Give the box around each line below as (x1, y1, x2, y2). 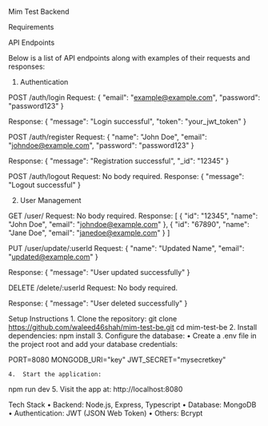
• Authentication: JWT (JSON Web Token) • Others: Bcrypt (8, 408, 203, 418)
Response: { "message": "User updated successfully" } (8, 268, 190, 277)
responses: (8, 62, 46, 71)
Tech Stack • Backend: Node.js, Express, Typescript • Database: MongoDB (8, 400, 257, 409)
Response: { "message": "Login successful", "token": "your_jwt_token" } (8, 117, 246, 126)
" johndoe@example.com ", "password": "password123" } (8, 141, 194, 150)
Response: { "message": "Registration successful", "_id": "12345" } (8, 156, 230, 165)
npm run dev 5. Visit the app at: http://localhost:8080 (8, 384, 183, 394)
